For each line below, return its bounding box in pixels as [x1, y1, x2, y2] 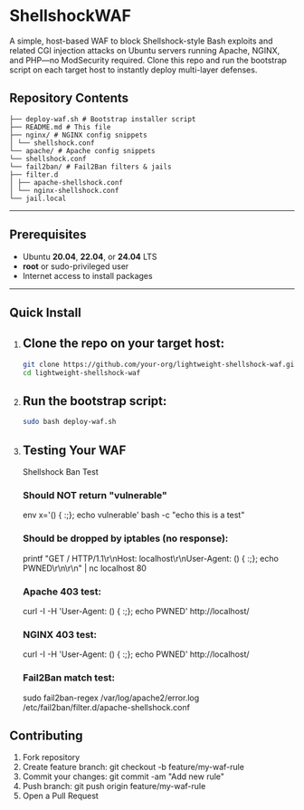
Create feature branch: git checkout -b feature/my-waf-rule [22, 762, 244, 773]
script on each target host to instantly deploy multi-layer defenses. [9, 64, 258, 75]
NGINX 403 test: [22, 628, 98, 641]
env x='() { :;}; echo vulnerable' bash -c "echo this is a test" [22, 509, 245, 521]
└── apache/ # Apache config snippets [9, 146, 156, 155]
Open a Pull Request [22, 790, 100, 802]
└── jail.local [9, 194, 67, 203]
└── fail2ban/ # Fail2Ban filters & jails [9, 162, 172, 171]
